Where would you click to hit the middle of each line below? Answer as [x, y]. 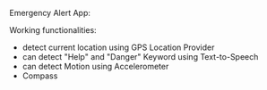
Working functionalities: [53, 30]
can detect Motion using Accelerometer [95, 66]
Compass [40, 76]
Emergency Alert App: [50, 13]
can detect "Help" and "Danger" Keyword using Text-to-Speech [140, 57]
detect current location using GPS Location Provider [118, 47]
